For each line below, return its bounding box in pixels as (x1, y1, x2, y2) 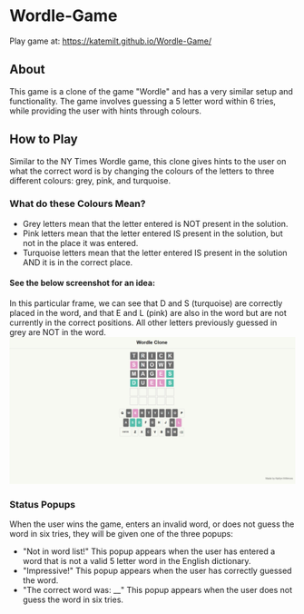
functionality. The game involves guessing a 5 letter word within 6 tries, (9, 95, 277, 106)
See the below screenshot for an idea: (9, 278, 156, 289)
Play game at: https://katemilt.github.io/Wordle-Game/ (9, 35, 211, 46)
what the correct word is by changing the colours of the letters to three (9, 165, 275, 176)
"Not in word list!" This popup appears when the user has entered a (22, 546, 276, 557)
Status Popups (9, 498, 75, 510)
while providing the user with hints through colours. (9, 105, 202, 116)
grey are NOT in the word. (9, 327, 106, 338)
